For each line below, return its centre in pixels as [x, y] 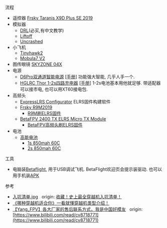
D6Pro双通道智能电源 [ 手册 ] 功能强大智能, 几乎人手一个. [77, 77]
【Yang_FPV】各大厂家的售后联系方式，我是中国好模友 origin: [77, 209]
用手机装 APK [26, 175]
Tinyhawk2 [31, 53]
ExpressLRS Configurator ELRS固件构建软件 [65, 102]
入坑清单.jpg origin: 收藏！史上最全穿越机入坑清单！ [67, 197]
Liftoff [26, 36]
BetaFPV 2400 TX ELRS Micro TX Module [63, 119]
